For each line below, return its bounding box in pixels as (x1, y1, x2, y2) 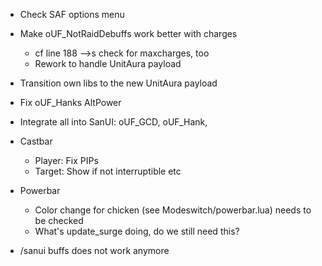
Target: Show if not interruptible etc (34, 165, 182, 177)
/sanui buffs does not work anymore (19, 245, 170, 256)
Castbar (19, 135, 53, 147)
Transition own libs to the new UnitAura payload (19, 77, 218, 89)
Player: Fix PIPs (34, 155, 99, 166)
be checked (34, 215, 84, 226)
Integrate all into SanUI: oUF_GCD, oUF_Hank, (19, 116, 208, 128)
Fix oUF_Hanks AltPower (19, 97, 122, 108)
